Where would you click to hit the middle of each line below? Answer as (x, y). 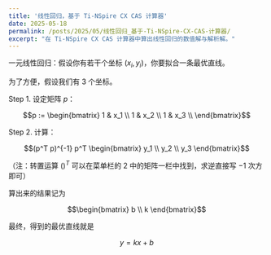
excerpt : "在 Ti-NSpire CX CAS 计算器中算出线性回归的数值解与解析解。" (122, 39)
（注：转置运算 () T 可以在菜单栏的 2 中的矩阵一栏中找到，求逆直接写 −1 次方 (135, 165)
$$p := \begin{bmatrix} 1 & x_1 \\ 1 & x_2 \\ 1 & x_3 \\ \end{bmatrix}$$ (137, 116)
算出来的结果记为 (37, 193)
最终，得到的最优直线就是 (51, 226)
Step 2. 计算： (32, 132)
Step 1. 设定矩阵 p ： (42, 99)
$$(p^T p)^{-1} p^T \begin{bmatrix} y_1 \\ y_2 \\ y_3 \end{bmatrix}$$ (137, 148)
